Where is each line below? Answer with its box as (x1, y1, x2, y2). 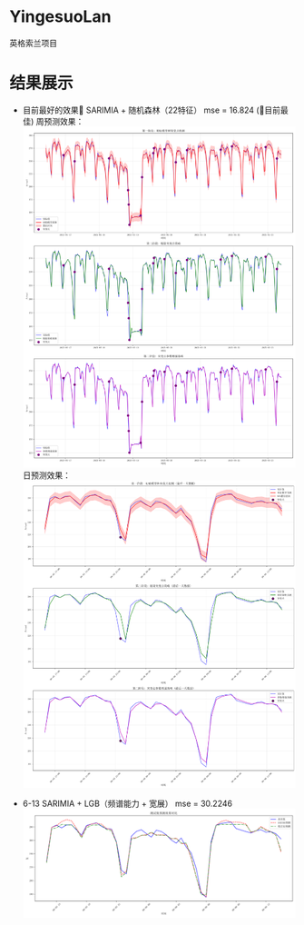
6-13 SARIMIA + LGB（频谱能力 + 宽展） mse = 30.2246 (22, 798, 233, 810)
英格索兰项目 (9, 37, 57, 48)
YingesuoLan (9, 6, 112, 27)
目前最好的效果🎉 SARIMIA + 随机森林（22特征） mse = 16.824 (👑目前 (22, 104, 281, 115)
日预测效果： (22, 470, 71, 481)
